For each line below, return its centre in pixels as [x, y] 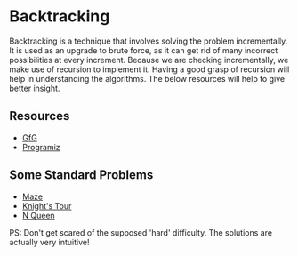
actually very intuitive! [49, 242]
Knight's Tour [47, 205]
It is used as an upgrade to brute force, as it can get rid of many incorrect [144, 50]
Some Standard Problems [81, 175]
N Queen [38, 215]
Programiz [41, 147]
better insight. [35, 88]
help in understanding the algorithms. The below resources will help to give [147, 78]
